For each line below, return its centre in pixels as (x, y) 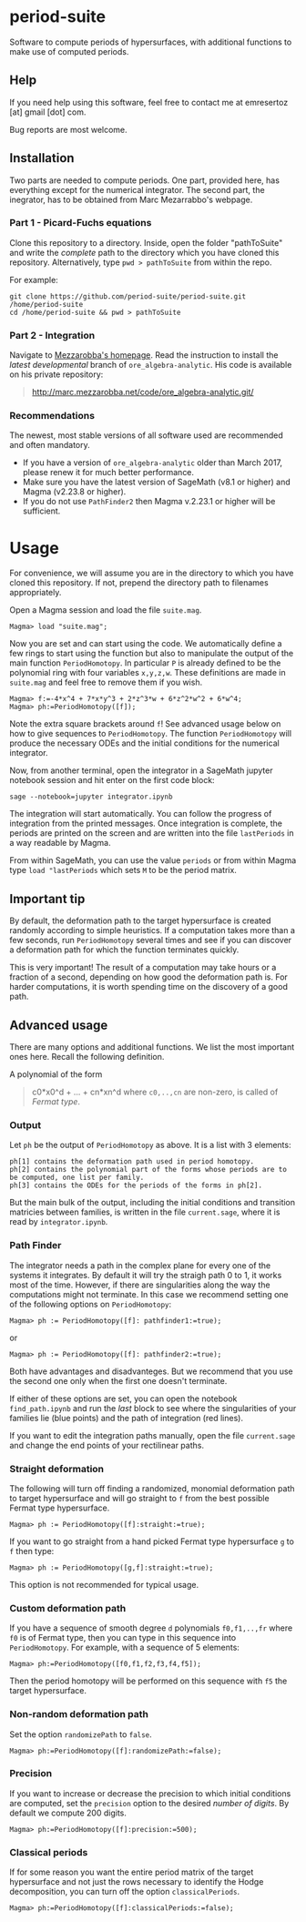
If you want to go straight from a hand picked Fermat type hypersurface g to (152, 1541)
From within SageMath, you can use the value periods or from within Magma (153, 860)
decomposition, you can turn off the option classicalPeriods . (124, 1892)
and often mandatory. (50, 445)
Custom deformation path (68, 1608)
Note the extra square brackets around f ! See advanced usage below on (145, 724)
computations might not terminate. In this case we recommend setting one (149, 1294)
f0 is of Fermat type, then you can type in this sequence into (123, 1638)
